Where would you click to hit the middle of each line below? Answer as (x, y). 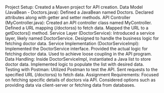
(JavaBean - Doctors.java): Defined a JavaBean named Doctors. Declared (79, 12)
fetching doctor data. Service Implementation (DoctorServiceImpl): (72, 43)
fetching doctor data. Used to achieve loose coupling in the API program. (79, 54)
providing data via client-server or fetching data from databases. (70, 85)
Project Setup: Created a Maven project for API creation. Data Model (74, 7)
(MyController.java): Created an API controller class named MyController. (79, 23)
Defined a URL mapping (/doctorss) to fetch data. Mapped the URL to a (77, 28)
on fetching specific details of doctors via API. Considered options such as (80, 80)
